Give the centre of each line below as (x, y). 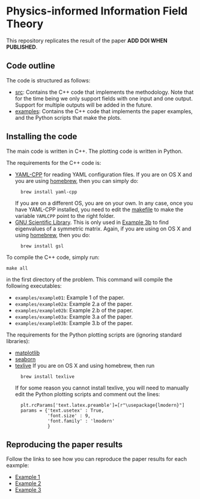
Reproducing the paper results (65, 445)
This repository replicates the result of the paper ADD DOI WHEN (87, 40)
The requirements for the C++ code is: (54, 163)
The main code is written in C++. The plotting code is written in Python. (95, 151)
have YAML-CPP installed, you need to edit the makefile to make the (99, 209)
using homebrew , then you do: (53, 235)
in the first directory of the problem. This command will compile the (89, 279)
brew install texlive (48, 377)
